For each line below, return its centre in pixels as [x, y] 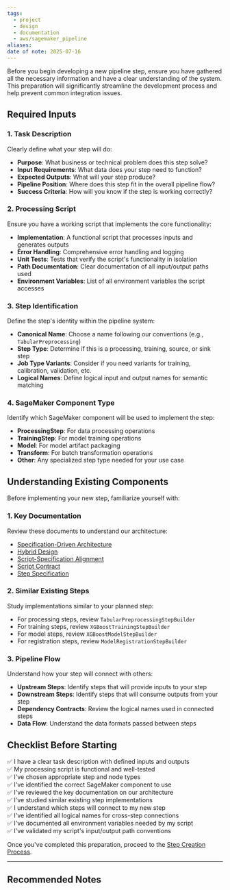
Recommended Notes [54, 880]
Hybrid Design [37, 552]
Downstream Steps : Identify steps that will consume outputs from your [117, 694]
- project [27, 20]
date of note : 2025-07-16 [44, 52]
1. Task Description [39, 134]
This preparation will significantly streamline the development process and [112, 86]
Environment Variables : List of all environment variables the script [111, 281]
